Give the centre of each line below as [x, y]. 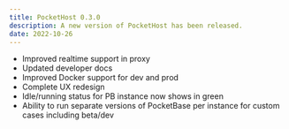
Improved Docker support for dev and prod [100, 78]
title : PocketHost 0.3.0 [55, 17]
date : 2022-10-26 [41, 34]
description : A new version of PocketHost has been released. [126, 26]
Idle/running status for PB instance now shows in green [122, 96]
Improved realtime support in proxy [86, 59]
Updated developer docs [67, 68]
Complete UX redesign [63, 87]
